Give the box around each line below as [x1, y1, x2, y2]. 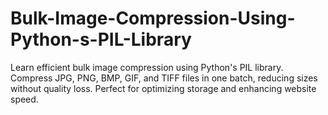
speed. [10, 93, 39, 105]
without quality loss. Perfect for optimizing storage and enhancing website [10, 82, 317, 94]
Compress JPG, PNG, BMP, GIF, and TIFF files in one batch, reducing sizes [10, 72, 318, 84]
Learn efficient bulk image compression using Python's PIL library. [10, 61, 284, 73]
